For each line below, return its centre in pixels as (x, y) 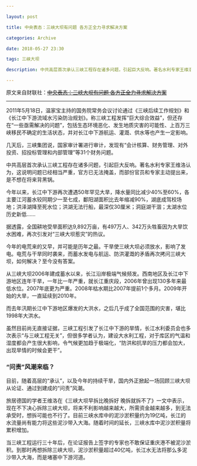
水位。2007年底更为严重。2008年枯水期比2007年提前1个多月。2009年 (96, 288)
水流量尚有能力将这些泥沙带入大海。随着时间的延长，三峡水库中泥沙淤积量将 (98, 423)
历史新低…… (21, 214)
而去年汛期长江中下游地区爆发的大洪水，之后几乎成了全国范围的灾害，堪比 (96, 308)
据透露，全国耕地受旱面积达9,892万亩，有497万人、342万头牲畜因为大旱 (94, 227)
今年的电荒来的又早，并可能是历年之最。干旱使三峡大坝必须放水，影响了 (93, 247)
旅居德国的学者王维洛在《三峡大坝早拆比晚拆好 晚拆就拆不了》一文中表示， (97, 401)
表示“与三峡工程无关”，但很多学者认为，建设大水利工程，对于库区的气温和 (101, 335)
